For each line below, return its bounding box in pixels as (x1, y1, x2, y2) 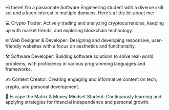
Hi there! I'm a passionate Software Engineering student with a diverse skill (5, 5, 163, 10)
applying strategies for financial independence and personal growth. (5, 99, 150, 105)
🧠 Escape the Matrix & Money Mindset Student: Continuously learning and (5, 94, 162, 99)
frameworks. (5, 66, 32, 72)
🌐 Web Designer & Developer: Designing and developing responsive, (5, 37, 151, 43)
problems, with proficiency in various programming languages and (5, 61, 145, 67)
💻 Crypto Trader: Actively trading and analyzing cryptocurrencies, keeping (5, 20, 164, 26)
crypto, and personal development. (5, 84, 79, 90)
